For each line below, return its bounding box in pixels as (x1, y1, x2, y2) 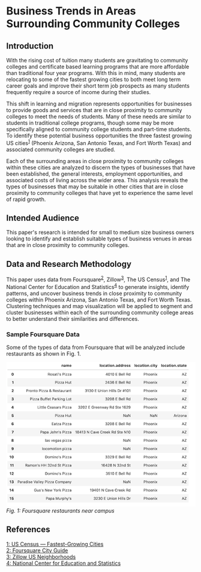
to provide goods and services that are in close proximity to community (6, 107, 182, 113)
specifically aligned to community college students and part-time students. (6, 126, 192, 133)
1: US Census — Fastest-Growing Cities (6, 540, 104, 547)
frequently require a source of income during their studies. (6, 89, 151, 95)
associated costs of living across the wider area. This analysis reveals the (6, 176, 188, 183)
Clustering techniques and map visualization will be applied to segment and (6, 302, 193, 309)
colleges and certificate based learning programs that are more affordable (6, 63, 190, 70)
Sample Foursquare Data (6, 330, 80, 338)
